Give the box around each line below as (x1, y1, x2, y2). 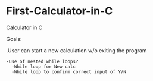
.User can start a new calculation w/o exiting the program (6, 46, 147, 54)
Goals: (6, 35, 22, 42)
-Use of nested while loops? (6, 58, 79, 64)
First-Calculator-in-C (6, 4, 113, 18)
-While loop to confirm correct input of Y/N (11, 68, 127, 75)
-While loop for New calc (11, 64, 76, 70)
